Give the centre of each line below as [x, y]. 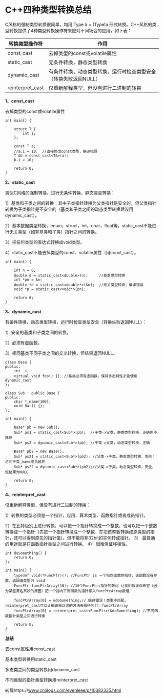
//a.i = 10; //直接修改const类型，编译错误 [56, 151]
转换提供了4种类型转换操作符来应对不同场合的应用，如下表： [71, 30]
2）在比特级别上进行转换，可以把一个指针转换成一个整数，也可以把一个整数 [81, 525]
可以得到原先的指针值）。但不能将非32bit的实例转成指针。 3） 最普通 [86, 538]
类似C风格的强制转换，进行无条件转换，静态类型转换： [60, 193]
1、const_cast [20, 101]
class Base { [18, 362]
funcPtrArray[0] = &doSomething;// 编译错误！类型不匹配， [71, 600]
